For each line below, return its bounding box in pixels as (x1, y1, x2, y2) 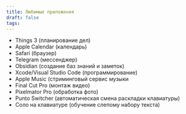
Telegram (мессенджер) (15, 56, 78, 64)
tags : (6, 20, 20, 26)
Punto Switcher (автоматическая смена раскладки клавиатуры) (15, 95, 181, 102)
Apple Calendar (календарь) (15, 43, 87, 50)
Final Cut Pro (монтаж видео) (15, 82, 90, 89)
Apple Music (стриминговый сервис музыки (15, 75, 129, 82)
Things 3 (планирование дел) (15, 37, 91, 44)
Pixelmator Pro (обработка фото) (15, 89, 99, 96)
